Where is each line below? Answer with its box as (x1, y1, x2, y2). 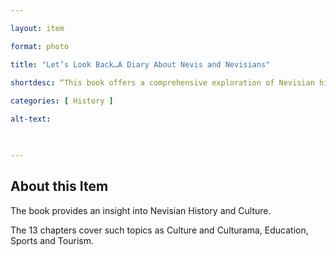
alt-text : (10, 114, 52, 125)
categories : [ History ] (10, 96, 114, 106)
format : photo (10, 41, 70, 51)
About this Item (10, 178, 109, 195)
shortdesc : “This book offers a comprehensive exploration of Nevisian (10, 77, 315, 88)
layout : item (10, 23, 65, 33)
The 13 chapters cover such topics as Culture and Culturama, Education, (10, 224, 309, 236)
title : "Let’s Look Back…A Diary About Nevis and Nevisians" (10, 59, 271, 70)
